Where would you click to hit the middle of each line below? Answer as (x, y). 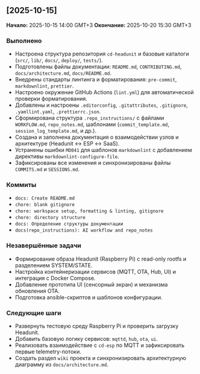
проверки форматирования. (51, 99)
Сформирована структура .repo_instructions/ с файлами (89, 118)
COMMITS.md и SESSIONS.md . (47, 170)
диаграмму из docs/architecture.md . (61, 364)
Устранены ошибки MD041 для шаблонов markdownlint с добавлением (104, 150)
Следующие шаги (34, 312)
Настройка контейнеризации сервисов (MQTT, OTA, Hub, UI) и (95, 271)
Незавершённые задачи (44, 246)
